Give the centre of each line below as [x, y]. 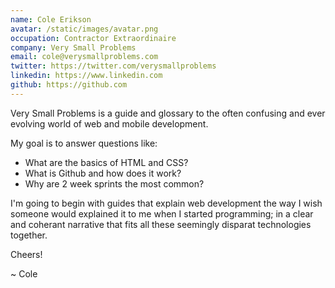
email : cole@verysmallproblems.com [84, 57]
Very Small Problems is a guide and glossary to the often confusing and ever [168, 113]
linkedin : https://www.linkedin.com [86, 76]
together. [29, 235]
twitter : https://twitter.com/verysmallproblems [113, 66]
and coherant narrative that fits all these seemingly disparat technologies [161, 224]
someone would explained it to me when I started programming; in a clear [162, 213]
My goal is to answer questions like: [84, 143]
